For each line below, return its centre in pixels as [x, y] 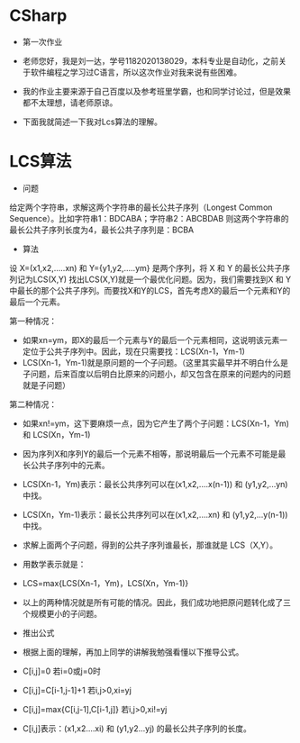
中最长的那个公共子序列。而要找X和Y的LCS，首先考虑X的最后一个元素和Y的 [150, 290]
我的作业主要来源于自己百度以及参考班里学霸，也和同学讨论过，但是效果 [156, 91]
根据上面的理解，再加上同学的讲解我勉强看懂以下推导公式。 [133, 652]
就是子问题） [46, 385]
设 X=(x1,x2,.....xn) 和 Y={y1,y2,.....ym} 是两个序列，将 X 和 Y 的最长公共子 [146, 267]
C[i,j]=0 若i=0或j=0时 [62, 671]
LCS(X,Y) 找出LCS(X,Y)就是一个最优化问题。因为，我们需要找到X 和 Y [162, 279]
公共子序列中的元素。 [70, 465]
